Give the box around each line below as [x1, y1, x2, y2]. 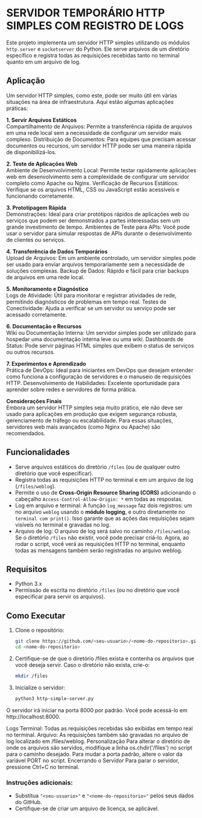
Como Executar [6, 611, 66, 621]
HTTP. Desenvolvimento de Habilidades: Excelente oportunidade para [6, 379, 180, 386]
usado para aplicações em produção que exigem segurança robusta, [6, 410, 178, 417]
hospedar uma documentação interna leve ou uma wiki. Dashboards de [6, 336, 184, 343]
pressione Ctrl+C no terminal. [6, 763, 80, 770]
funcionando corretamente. [6, 192, 74, 200]
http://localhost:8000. [6, 713, 60, 720]
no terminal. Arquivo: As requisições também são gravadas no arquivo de [6, 731, 189, 738]
